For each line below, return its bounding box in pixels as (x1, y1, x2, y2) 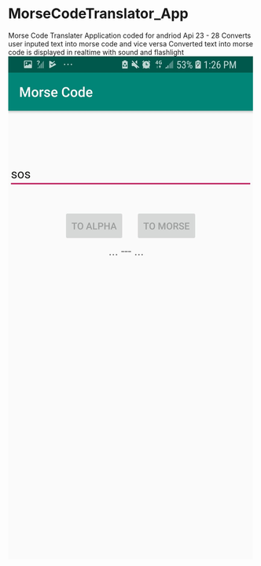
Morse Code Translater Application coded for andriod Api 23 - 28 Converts (8, 31, 252, 40)
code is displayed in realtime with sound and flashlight (8, 47, 185, 57)
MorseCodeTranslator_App (8, 5, 189, 23)
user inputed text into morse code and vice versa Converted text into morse (8, 39, 254, 48)
